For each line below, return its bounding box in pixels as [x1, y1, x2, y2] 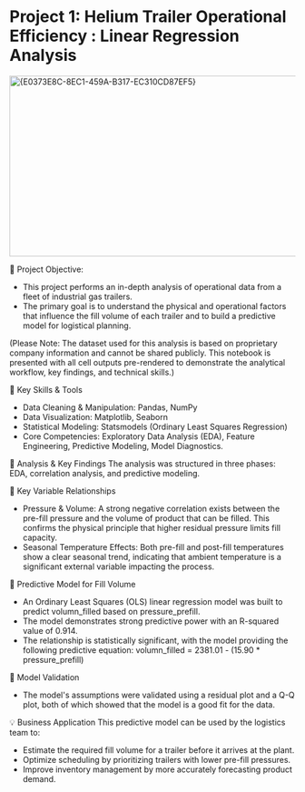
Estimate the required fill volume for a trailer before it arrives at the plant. [22, 744, 295, 756]
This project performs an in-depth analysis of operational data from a [22, 281, 282, 292]
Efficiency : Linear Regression [9, 25, 241, 46]
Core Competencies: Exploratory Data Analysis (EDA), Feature [22, 430, 256, 442]
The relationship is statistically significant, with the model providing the [22, 635, 289, 646]
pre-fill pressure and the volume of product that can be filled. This [22, 512, 271, 524]
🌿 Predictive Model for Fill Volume [9, 578, 136, 589]
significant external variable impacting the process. [22, 561, 215, 572]
